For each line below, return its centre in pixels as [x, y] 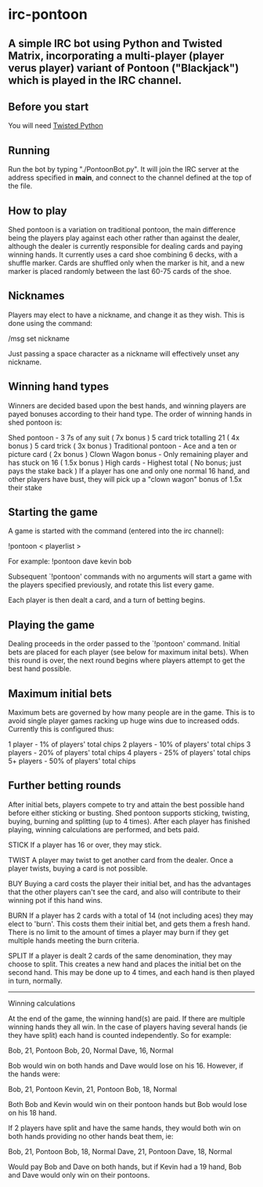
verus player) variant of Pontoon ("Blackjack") [124, 68]
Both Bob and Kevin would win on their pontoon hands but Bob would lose [128, 1104]
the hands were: [34, 1074]
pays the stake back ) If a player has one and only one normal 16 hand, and [129, 471]
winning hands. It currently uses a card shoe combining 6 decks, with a [123, 255]
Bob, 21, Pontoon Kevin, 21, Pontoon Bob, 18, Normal [93, 1089]
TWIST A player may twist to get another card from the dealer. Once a [121, 860]
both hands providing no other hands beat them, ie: [91, 1136]
